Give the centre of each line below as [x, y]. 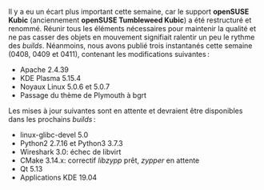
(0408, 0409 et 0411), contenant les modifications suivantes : [109, 54]
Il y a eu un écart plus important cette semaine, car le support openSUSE [129, 12]
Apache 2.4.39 [44, 70]
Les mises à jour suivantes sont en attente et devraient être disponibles [126, 111]
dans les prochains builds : [52, 119]
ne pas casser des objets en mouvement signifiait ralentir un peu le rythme [132, 37]
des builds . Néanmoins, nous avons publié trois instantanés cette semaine [130, 46]
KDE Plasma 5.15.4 [50, 78]
